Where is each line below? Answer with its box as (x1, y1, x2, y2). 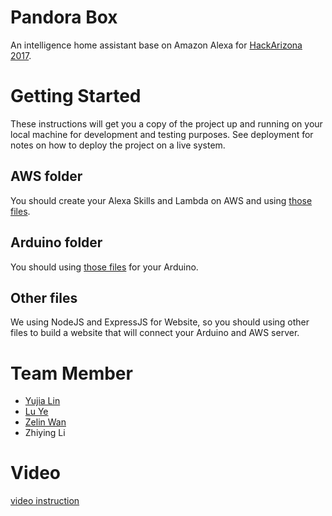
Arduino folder (10, 234, 103, 251)
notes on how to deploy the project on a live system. (10, 139, 226, 151)
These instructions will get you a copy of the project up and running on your (10, 117, 323, 130)
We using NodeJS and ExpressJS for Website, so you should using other (10, 316, 310, 328)
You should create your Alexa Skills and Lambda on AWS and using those (10, 194, 313, 206)
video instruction (10, 495, 80, 507)
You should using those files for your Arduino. (10, 261, 199, 273)
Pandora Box (10, 6, 118, 29)
